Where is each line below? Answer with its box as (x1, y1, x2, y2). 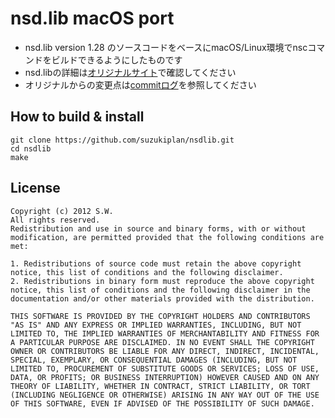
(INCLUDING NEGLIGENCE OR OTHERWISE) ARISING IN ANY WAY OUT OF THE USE (10, 390, 320, 400)
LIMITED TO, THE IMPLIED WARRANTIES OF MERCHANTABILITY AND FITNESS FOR (10, 328, 320, 339)
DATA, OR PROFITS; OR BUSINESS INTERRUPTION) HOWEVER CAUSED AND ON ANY (10, 372, 320, 382)
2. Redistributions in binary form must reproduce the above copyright (10, 276, 315, 286)
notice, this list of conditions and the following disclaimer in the (10, 285, 311, 295)
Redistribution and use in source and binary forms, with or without (10, 223, 307, 234)
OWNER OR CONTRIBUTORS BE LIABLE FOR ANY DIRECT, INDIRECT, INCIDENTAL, (10, 346, 320, 356)
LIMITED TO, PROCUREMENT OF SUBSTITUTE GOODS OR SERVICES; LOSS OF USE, (10, 363, 320, 374)
